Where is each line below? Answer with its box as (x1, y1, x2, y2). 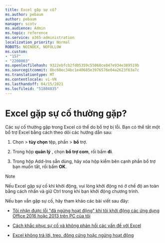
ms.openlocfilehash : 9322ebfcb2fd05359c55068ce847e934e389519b (5, 63, 140, 68)
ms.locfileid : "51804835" (5, 86, 59, 91)
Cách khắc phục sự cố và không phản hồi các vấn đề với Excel (12, 223, 141, 229)
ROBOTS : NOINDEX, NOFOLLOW (5, 44, 61, 49)
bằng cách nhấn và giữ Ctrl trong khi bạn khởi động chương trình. (5, 188, 140, 195)
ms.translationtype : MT (5, 72, 55, 77)
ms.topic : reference (5, 30, 48, 35)
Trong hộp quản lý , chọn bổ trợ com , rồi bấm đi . (12, 149, 113, 155)
